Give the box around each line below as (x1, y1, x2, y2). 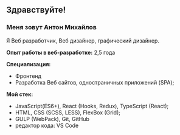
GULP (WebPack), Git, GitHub (15, 115, 89, 122)
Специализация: (6, 60, 51, 67)
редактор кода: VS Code (15, 122, 79, 129)
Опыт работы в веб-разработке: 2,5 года (6, 49, 116, 56)
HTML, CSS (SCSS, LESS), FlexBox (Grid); (15, 109, 120, 116)
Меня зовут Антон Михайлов (6, 23, 97, 32)
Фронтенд (15, 72, 41, 80)
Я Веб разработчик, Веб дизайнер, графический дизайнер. (6, 36, 160, 44)
